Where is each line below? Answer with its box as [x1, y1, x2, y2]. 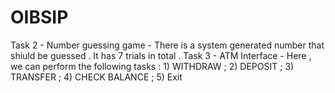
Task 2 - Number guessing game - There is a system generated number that [10, 39, 325, 51]
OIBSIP [10, 6, 69, 29]
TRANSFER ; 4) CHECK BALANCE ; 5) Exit [10, 71, 183, 83]
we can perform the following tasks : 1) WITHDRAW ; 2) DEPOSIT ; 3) [10, 60, 295, 72]
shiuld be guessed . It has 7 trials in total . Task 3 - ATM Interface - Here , [10, 49, 312, 61]
